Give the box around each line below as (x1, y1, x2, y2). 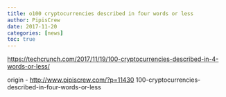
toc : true (7, 36, 36, 43)
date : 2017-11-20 (7, 23, 58, 30)
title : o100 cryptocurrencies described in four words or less (7, 10, 194, 17)
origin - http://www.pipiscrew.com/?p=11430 (7, 76, 134, 84)
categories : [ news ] (7, 29, 64, 37)
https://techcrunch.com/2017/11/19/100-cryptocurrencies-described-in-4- (7, 55, 219, 63)
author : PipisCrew (7, 17, 60, 24)
